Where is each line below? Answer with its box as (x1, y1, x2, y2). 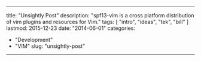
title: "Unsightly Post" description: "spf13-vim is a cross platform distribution (6, 12, 194, 19)
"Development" (14, 36, 53, 43)
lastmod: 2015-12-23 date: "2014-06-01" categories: (6, 25, 136, 32)
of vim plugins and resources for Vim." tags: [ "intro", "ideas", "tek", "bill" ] (6, 19, 189, 25)
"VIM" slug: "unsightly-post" (14, 42, 86, 50)
